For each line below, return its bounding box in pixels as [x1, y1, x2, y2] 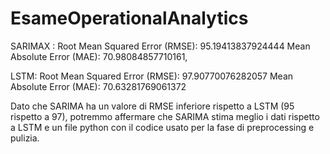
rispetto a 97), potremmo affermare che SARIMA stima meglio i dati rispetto [10, 110, 320, 122]
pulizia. [10, 132, 40, 144]
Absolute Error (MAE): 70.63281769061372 [10, 80, 187, 92]
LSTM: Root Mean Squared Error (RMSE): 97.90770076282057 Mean [10, 70, 294, 82]
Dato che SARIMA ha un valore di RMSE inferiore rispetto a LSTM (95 [10, 100, 295, 112]
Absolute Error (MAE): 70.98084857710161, [10, 50, 188, 62]
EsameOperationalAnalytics [10, 7, 249, 30]
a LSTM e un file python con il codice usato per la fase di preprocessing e [10, 121, 315, 133]
